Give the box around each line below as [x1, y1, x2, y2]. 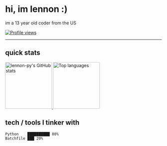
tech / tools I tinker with [5, 118, 80, 127]
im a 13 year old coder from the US [5, 20, 77, 26]
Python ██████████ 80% [5, 132, 59, 137]
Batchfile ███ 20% [5, 136, 43, 141]
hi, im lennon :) [5, 3, 68, 15]
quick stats [5, 49, 41, 57]
